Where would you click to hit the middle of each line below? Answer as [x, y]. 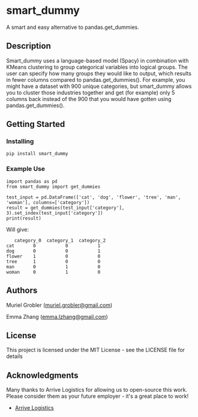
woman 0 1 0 [53, 272]
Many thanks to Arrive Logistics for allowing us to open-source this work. [97, 390]
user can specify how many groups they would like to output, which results [99, 73]
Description [28, 46]
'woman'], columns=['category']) [48, 202]
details [14, 356]
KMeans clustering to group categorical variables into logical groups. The [97, 67]
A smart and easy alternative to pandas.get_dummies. [73, 27]
